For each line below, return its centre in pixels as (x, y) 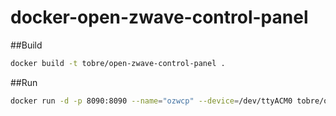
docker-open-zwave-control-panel (159, 17)
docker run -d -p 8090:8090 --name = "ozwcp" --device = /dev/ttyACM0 (151, 101)
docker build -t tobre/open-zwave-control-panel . (118, 63)
